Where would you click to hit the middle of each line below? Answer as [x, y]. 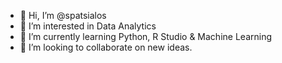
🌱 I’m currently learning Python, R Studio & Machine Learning [145, 36]
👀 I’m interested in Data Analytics [88, 26]
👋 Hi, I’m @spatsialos [63, 15]
